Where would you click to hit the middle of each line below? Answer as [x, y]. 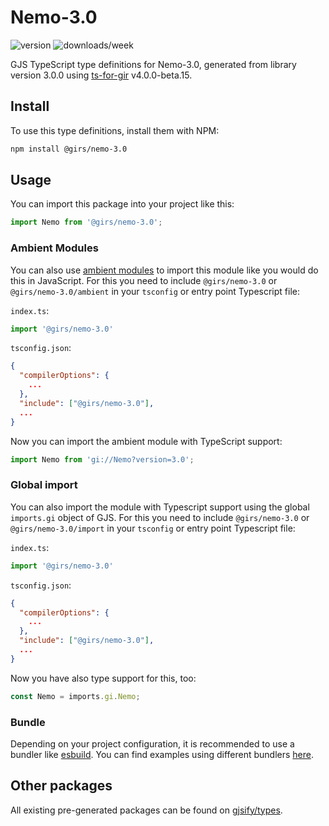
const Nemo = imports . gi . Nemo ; [75, 696]
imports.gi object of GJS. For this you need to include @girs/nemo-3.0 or [160, 517]
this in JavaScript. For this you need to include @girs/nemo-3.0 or [144, 280]
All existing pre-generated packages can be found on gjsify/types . [146, 810]
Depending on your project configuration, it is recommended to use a [152, 743]
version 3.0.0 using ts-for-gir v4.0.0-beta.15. [101, 75]
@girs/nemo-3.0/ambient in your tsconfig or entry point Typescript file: [155, 291]
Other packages [61, 786]
